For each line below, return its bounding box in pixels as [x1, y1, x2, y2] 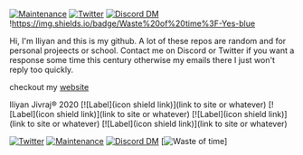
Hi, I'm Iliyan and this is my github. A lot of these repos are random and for [9, 36, 287, 46]
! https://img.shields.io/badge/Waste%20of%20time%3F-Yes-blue [9, 18, 256, 29]
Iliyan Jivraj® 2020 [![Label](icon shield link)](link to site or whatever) [9, 99, 267, 110]
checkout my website [9, 82, 90, 92]
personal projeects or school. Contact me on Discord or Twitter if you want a [9, 45, 295, 56]
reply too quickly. [9, 64, 74, 75]
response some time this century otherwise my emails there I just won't [9, 55, 276, 65]
